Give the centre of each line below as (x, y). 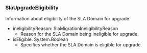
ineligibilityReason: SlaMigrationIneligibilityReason (65, 29)
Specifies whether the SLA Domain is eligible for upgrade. (81, 45)
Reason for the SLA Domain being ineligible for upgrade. (79, 34)
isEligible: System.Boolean (40, 39)
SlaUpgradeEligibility (32, 8)
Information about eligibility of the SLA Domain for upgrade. (68, 19)
